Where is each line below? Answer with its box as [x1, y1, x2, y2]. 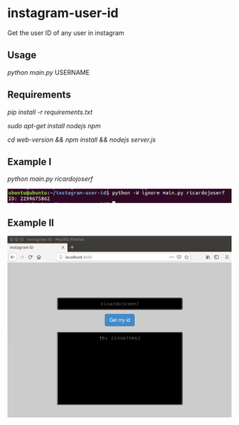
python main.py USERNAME [7, 68, 90, 76]
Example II [7, 216, 55, 229]
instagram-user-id [7, 5, 119, 21]
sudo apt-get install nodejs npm [7, 121, 101, 130]
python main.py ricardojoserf [7, 174, 93, 183]
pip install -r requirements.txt [7, 107, 93, 116]
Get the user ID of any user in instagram [7, 28, 124, 37]
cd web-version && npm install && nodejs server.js [7, 135, 156, 144]
